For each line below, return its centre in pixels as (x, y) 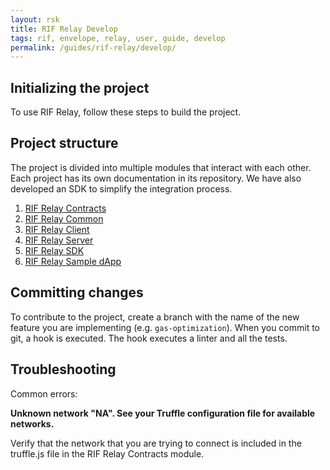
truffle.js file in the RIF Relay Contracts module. (107, 453)
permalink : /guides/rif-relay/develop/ (93, 47)
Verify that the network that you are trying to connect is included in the (156, 443)
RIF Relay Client (57, 229)
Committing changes (77, 292)
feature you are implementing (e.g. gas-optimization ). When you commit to (165, 327)
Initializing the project (80, 87)
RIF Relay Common (64, 218)
